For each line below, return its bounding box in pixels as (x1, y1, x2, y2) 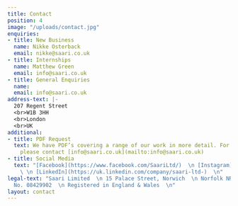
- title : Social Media (7, 155, 74, 163)
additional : (7, 129, 42, 136)
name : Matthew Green (13, 63, 74, 70)
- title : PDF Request (7, 135, 72, 142)
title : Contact (7, 10, 52, 18)
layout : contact (7, 188, 55, 195)
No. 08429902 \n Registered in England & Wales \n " (13, 181, 176, 188)
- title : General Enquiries (7, 76, 91, 84)
